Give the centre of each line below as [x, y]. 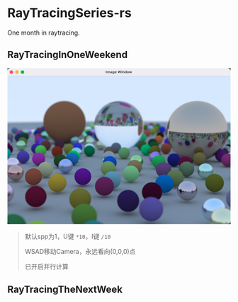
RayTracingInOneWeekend [68, 55]
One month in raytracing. [44, 33]
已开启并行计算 [46, 267]
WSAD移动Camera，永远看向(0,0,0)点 [80, 252]
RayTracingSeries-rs [70, 13]
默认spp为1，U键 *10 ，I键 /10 [68, 237]
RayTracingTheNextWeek [65, 289]
